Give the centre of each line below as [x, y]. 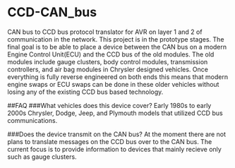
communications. [32, 120]
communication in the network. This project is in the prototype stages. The [116, 39]
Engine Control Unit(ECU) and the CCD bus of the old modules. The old [111, 54]
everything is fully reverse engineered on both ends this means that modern [117, 77]
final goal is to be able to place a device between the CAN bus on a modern [117, 47]
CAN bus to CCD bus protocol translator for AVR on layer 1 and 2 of [105, 32]
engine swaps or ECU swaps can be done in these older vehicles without [113, 84]
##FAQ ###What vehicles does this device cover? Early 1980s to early [109, 105]
